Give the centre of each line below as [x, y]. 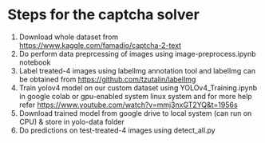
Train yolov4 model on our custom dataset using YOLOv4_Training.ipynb [138, 87]
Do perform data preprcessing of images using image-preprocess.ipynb [137, 54]
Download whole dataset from [69, 37]
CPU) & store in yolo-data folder [72, 121]
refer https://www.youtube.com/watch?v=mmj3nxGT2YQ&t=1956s [128, 105]
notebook [35, 62]
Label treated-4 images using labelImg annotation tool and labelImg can [137, 70]
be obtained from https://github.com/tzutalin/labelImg [107, 79]
